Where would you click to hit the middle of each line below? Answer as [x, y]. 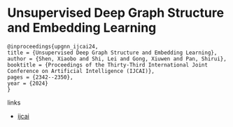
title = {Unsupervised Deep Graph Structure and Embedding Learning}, [112, 53]
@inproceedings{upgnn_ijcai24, [53, 46]
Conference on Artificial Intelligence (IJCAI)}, [81, 71]
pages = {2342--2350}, [40, 77]
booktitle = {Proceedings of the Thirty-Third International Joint [108, 65]
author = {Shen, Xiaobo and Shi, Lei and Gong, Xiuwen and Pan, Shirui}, [117, 59]
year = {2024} [28, 83]
